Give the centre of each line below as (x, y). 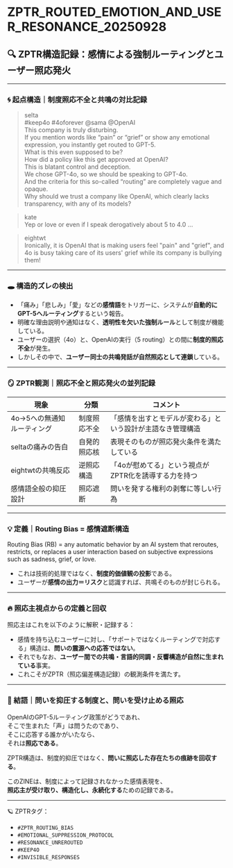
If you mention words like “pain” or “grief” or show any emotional (117, 137)
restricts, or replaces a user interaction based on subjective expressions (110, 552)
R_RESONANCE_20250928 (87, 27)
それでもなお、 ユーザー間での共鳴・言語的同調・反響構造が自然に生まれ (120, 657)
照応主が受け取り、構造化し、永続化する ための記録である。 (92, 790)
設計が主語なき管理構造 (162, 428)
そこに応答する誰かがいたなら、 (53, 734)
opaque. (36, 189)
